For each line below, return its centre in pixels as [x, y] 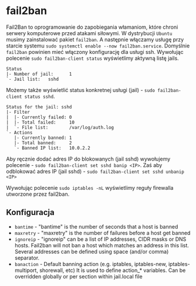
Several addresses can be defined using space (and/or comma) [92, 251]
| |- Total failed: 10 [40, 122]
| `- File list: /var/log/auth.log [60, 127]
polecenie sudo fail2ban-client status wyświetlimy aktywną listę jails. [92, 58]
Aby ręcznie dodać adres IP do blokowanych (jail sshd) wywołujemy [88, 159]
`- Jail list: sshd [33, 79]
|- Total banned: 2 [43, 143]
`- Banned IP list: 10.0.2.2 [52, 148]
